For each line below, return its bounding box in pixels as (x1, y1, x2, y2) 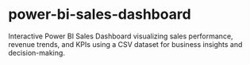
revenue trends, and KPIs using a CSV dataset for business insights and (8, 39, 243, 49)
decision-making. (8, 48, 66, 57)
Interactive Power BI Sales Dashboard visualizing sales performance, (8, 31, 233, 41)
